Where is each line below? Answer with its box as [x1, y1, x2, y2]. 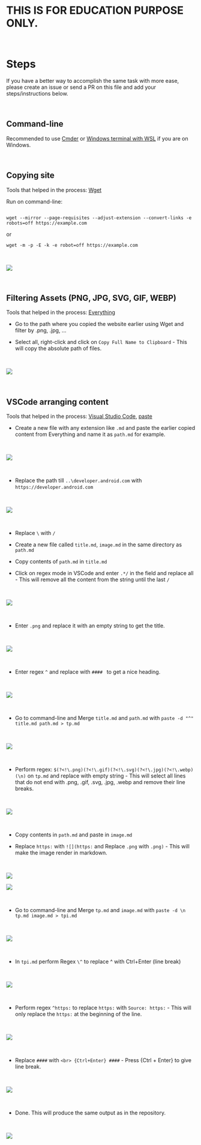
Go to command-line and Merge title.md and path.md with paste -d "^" [14, 714, 194, 722]
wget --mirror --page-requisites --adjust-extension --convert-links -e [6, 214, 192, 221]
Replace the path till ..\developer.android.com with [14, 477, 142, 484]
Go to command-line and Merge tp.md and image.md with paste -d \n [14, 907, 186, 914]
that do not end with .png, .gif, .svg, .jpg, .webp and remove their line [14, 779, 185, 786]
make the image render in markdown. [14, 849, 108, 856]
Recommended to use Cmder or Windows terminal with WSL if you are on [6, 134, 188, 142]
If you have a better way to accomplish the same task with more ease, [6, 77, 179, 84]
